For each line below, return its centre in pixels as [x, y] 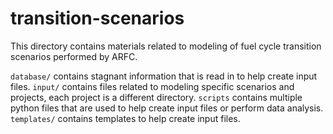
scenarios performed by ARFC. [74, 56]
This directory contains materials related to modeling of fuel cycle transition [166, 46]
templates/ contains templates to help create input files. [125, 118]
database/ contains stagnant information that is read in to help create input [164, 76]
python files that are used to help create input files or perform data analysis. [167, 108]
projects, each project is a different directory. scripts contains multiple [156, 97]
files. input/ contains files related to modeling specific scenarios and [152, 86]
